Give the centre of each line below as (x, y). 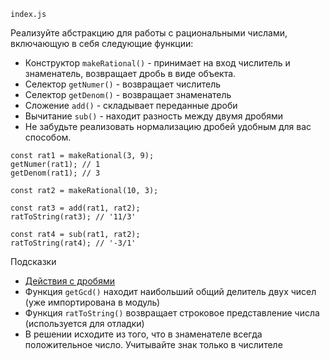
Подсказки (33, 261)
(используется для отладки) (84, 323)
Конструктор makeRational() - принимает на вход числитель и (157, 63)
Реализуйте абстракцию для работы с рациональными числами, (149, 33)
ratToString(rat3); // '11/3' (73, 217)
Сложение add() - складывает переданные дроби (131, 105)
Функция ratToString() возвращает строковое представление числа (172, 313)
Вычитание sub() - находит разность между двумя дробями (154, 116)
